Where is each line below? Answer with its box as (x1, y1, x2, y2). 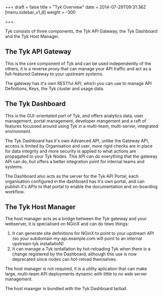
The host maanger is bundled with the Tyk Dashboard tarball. (5, 286, 128, 292)
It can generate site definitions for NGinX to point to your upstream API (12, 231, 154, 236)
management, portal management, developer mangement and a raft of (5, 118, 146, 124)
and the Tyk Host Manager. (5, 34, 59, 39)
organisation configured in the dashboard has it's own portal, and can (5, 178, 145, 184)
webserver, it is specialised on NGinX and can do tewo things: (5, 221, 129, 227)
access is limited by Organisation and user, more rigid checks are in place (5, 143, 153, 148)
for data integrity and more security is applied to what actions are (5, 148, 136, 154)
